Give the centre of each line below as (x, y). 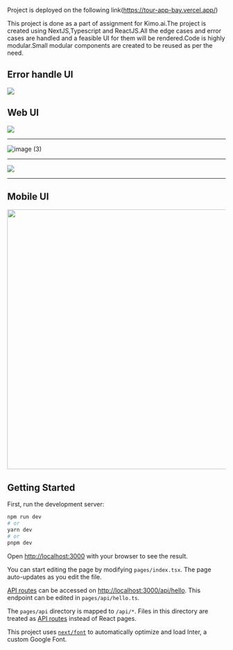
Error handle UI (40, 74)
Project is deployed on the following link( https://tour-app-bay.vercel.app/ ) (113, 10)
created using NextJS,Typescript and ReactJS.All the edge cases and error (114, 31)
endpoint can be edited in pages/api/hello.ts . (74, 597)
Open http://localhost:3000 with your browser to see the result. (98, 556)
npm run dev (24, 517)
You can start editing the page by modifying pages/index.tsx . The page (109, 569)
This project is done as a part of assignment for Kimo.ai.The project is (107, 23)
